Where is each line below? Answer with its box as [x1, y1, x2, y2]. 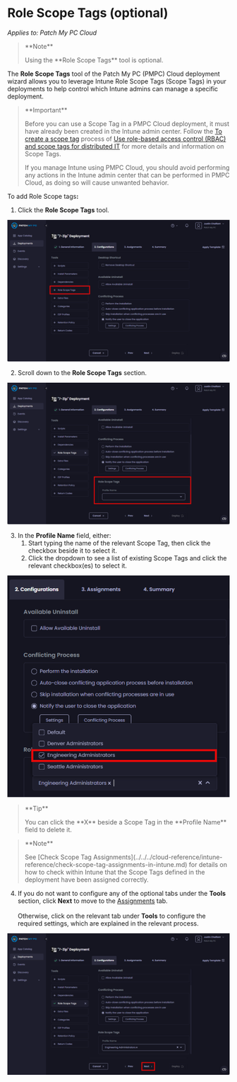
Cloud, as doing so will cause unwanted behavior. [24, 178, 169, 187]
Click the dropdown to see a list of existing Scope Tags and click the [28, 553, 227, 562]
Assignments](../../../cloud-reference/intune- [92, 853, 223, 861]
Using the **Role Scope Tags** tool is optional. [24, 55, 164, 64]
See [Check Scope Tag [24, 853, 92, 861]
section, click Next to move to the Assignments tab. [17, 897, 168, 905]
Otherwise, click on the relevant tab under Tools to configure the [17, 911, 206, 921]
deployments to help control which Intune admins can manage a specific [7, 84, 219, 93]
